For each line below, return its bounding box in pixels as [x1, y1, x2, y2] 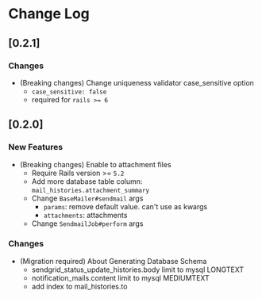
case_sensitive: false [31, 88, 107, 96]
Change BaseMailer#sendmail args [31, 193, 144, 203]
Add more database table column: [31, 176, 143, 186]
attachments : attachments [43, 210, 128, 220]
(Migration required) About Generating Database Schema [19, 256, 207, 266]
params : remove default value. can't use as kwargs [43, 201, 208, 211]
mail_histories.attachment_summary [31, 186, 149, 194]
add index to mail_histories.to [31, 281, 128, 291]
